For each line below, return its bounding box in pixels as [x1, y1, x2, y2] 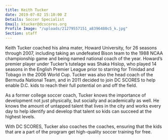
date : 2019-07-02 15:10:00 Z [5, 12, 67, 17]
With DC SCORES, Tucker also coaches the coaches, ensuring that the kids [5, 123, 162, 129]
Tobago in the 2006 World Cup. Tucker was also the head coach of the [5, 72, 153, 77]
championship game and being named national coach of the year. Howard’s [5, 56, 163, 61]
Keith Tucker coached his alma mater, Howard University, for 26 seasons [5, 45, 157, 51]
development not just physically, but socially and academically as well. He [5, 98, 159, 104]
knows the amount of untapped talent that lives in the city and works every [5, 103, 161, 109]
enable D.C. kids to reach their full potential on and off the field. [5, 82, 138, 88]
